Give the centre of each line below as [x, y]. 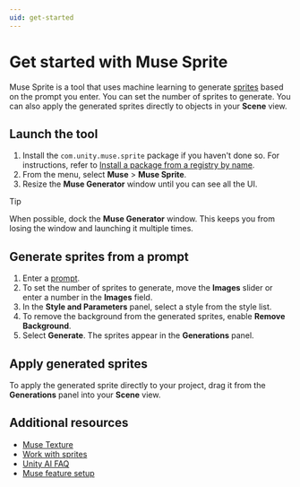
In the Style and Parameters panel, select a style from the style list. [147, 307]
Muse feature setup [59, 473]
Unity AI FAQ [46, 464]
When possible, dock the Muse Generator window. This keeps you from [142, 219]
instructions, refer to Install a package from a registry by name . [138, 165]
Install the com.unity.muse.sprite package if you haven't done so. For [151, 156]
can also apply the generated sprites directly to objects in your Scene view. [149, 106]
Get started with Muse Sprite [119, 61]
